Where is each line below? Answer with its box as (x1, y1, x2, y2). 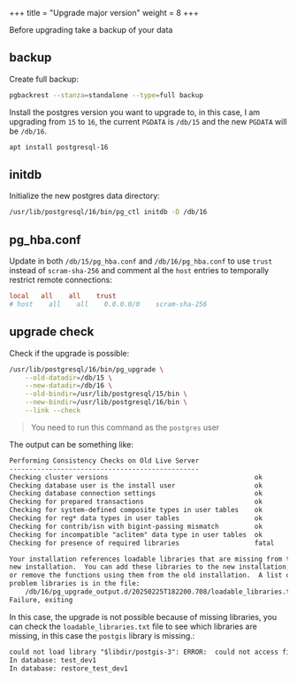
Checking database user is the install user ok (9, 481, 263, 490)
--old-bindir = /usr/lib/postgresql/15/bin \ (25, 389, 188, 399)
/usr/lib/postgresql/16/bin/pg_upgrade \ (9, 364, 164, 374)
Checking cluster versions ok (9, 472, 263, 481)
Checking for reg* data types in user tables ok (9, 514, 263, 523)
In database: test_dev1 (9, 655, 97, 664)
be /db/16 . (9, 126, 47, 136)
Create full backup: (9, 73, 80, 84)
